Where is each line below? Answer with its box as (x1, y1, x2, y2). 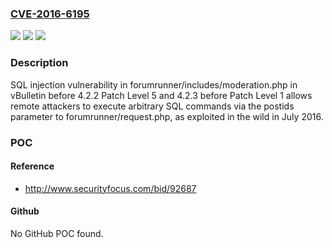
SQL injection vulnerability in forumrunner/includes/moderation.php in (10, 78, 298, 91)
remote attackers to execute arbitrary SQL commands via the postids (10, 100, 295, 112)
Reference (10, 160, 55, 172)
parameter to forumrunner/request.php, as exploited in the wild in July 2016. (10, 110, 324, 122)
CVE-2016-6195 (10, 7, 90, 21)
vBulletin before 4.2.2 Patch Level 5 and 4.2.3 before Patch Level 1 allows (10, 89, 313, 101)
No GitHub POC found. (10, 227, 104, 239)
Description (10, 56, 69, 70)
